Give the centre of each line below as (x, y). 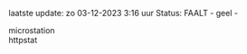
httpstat (23, 40)
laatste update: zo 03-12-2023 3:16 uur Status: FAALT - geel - (123, 13)
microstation (32, 30)
